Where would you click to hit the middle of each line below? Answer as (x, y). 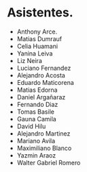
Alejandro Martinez (43, 133)
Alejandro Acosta (41, 75)
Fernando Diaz (37, 104)
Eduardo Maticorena (46, 82)
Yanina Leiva (35, 53)
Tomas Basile (35, 112)
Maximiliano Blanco (44, 148)
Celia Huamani (37, 46)
